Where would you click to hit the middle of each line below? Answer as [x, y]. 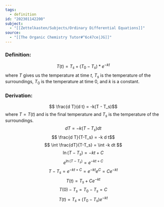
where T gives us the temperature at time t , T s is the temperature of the [78, 76]
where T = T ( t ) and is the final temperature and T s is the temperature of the [82, 115]
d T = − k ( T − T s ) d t [83, 129]
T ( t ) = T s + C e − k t [83, 181]
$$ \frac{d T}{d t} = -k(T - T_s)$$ [83, 106]
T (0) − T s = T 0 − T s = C [83, 190]
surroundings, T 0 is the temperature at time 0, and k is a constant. [72, 82]
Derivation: [19, 96]
